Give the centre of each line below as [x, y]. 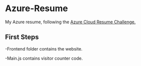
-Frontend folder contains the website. [44, 49]
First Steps [22, 37]
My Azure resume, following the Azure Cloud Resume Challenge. [70, 22]
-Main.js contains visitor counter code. [44, 58]
